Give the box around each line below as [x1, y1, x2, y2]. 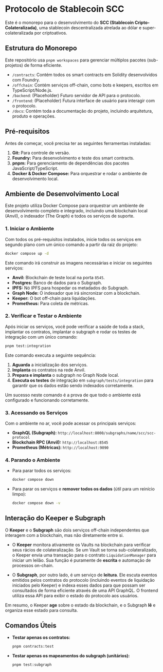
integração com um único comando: [5, 334, 78, 340]
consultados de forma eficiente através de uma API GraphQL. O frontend [12, 587, 158, 593]
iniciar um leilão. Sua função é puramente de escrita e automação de [12, 557, 151, 563]
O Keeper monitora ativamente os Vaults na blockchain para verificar [12, 542, 151, 548]
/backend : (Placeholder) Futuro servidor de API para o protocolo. [12, 92, 141, 98]
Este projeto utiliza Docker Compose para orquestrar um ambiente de [5, 203, 145, 208]
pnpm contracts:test [12, 644, 54, 649]
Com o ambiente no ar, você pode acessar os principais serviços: [5, 421, 136, 427]
